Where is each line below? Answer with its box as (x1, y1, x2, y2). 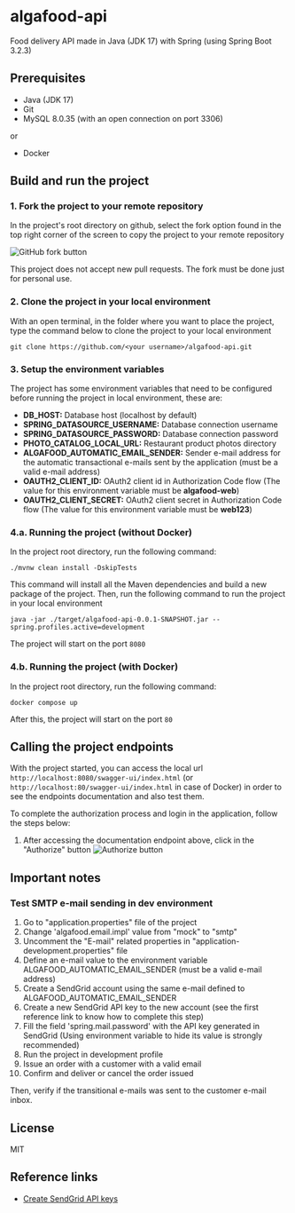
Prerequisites (10, 71, 86, 86)
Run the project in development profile (22, 1050, 163, 1060)
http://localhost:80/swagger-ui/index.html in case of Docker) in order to (10, 781, 283, 792)
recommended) (22, 1040, 80, 1050)
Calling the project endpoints (10, 740, 174, 755)
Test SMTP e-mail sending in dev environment (10, 897, 213, 909)
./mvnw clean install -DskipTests (10, 564, 138, 573)
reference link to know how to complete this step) (22, 1011, 205, 1022)
